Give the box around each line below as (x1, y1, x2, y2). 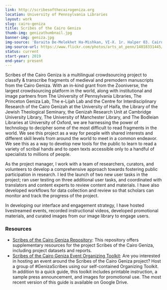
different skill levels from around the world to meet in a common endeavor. (5, 136, 158, 142)
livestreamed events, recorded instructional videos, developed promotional (5, 208, 159, 214)
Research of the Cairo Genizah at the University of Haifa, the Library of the (5, 104, 158, 110)
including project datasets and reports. (12, 247, 92, 253)
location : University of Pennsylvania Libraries (5, 12, 108, 17)
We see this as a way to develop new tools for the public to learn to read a (5, 141, 157, 147)
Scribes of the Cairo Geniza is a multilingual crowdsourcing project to (5, 72, 147, 78)
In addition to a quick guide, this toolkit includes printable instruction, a (12, 269, 158, 275)
